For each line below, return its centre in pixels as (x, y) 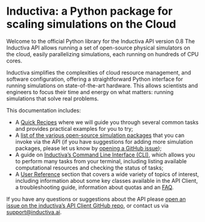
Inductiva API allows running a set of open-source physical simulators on (99, 48)
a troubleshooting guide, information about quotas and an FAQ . (94, 187)
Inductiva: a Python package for (90, 11)
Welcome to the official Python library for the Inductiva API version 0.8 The (101, 41)
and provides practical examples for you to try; (74, 128)
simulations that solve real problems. (53, 98)
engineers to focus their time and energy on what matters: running (90, 92)
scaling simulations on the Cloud (91, 24)
